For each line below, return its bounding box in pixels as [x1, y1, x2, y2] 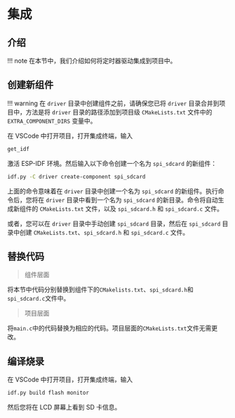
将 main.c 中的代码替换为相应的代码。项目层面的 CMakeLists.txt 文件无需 [7, 324, 212, 332]
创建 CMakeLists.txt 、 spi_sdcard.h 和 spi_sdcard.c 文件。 [19, 228, 189, 236]
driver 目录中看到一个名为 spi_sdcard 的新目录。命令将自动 [45, 195, 219, 204]
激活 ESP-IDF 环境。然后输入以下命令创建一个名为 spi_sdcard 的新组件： [7, 159, 217, 167]
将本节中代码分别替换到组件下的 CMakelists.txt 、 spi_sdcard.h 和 [7, 285, 194, 294]
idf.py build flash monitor [7, 389, 90, 397]
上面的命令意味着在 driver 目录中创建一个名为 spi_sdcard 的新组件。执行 [7, 187, 219, 195]
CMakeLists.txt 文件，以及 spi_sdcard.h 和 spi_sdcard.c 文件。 [39, 204, 223, 213]
